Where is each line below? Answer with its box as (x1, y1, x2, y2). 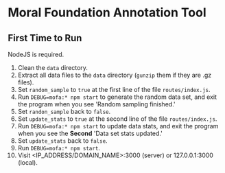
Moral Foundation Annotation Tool (8, 5, 206, 21)
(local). (17, 159, 38, 166)
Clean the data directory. (17, 64, 88, 71)
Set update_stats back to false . (17, 137, 108, 145)
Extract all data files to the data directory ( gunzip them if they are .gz (17, 71, 212, 79)
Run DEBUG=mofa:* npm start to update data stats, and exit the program (17, 122, 219, 130)
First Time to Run (8, 32, 82, 44)
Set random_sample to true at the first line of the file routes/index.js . (17, 86, 211, 93)
